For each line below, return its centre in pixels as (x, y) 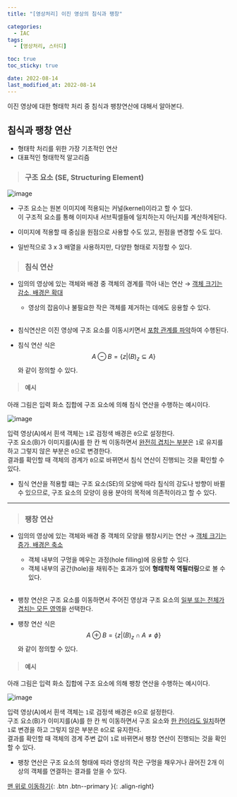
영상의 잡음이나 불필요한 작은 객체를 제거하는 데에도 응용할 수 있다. (119, 307)
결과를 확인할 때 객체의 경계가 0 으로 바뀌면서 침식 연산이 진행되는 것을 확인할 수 (116, 460)
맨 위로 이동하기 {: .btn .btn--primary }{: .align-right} (81, 786)
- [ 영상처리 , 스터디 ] (40, 47)
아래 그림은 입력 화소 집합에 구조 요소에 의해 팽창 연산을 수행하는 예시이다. (109, 683)
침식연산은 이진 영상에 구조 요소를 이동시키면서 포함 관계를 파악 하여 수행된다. (123, 330)
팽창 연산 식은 (36, 624)
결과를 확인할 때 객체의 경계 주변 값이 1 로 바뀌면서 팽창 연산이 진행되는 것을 (110, 738)
